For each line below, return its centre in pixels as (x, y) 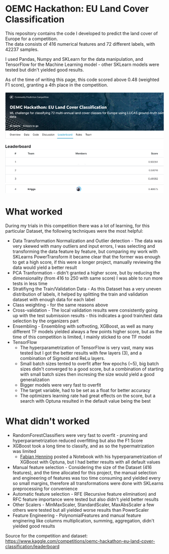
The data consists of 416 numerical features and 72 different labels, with (80, 44)
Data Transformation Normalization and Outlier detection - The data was (87, 241)
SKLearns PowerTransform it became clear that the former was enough (86, 257)
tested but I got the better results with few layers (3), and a (81, 353)
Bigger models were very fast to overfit (61, 385)
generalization (35, 380)
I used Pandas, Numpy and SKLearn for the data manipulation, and (74, 59)
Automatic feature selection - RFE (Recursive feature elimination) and (84, 494)
